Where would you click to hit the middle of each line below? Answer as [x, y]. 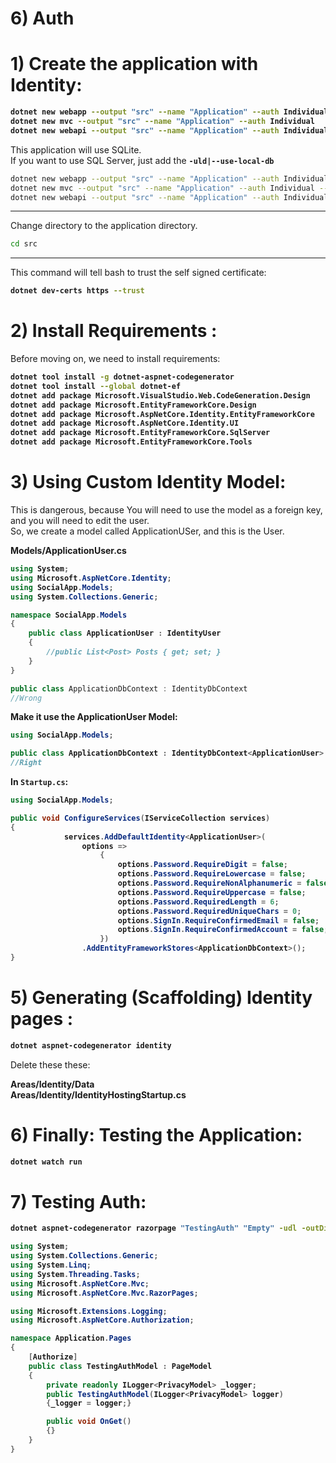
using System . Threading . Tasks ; [75, 1274]
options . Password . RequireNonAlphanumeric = [209, 883]
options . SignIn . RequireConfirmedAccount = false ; [223, 930]
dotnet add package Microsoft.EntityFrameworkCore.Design [133, 405]
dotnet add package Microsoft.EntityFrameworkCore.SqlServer [140, 433]
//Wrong [26, 698]
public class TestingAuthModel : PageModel [120, 1366]
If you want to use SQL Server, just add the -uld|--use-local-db [142, 160]
